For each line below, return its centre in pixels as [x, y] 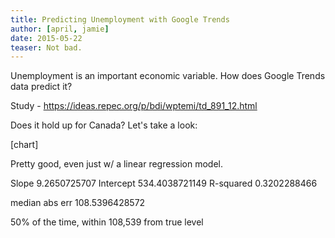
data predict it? [41, 87]
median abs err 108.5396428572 [78, 203]
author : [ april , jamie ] [60, 29]
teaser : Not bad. [46, 47]
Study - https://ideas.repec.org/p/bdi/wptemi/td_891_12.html [134, 106]
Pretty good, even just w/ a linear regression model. [116, 164]
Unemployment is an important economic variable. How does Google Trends [168, 76]
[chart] [24, 145]
